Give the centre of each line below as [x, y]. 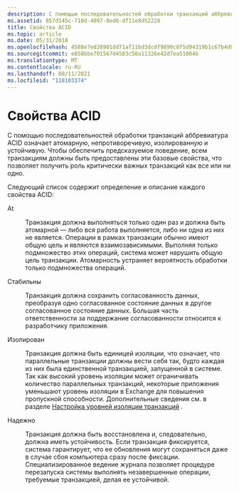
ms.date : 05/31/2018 [38, 41]
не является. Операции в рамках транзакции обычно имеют [117, 238]
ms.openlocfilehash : [38, 47]
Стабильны [24, 282]
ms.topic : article [34, 34]
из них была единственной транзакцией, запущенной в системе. [124, 369]
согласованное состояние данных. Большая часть [102, 310]
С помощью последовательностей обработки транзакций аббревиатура [118, 136]
